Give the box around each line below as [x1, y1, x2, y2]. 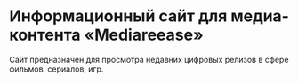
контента [9, 25, 82, 45]
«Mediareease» [84, 25, 204, 45]
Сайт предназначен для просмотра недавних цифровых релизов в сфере [9, 54, 289, 64]
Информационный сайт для [9, 6, 228, 26]
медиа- [230, 6, 289, 26]
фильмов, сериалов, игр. [9, 64, 104, 74]
